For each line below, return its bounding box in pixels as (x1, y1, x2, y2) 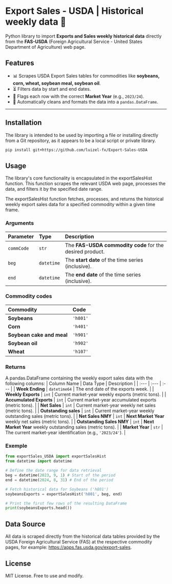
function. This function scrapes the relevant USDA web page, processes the (5, 180, 166, 187)
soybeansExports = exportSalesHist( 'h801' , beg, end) (5, 491, 123, 497)
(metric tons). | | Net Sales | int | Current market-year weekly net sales (5, 402, 156, 409)
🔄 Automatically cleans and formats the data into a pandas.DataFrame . (12, 98, 159, 105)
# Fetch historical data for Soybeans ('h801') (5, 487, 109, 492)
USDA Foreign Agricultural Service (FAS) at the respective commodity (5, 539, 153, 545)
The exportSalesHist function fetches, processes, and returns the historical (5, 196, 164, 202)
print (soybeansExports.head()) (5, 506, 72, 511)
